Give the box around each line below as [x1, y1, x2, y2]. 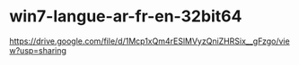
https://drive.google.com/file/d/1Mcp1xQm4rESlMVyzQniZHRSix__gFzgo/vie [9, 36, 290, 46]
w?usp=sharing [9, 45, 67, 55]
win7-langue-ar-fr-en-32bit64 [9, 6, 242, 27]
